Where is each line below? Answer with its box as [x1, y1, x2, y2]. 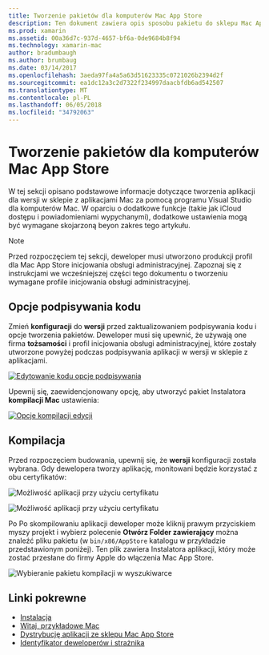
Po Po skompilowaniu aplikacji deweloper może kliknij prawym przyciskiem [8, 518, 256, 528]
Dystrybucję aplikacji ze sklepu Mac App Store [19, 629, 175, 639]
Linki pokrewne [8, 591, 86, 605]
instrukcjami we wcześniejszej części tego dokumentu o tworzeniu [8, 268, 228, 278]
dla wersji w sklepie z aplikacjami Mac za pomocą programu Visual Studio [8, 195, 252, 204]
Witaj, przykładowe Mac [19, 621, 100, 631]
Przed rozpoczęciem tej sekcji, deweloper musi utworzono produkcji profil [8, 251, 253, 261]
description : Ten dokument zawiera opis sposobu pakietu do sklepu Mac [8, 19, 252, 27]
